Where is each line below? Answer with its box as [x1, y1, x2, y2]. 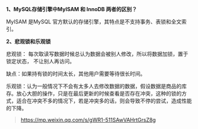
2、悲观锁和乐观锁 [6, 38, 51, 45]
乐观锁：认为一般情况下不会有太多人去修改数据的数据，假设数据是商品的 [6, 83, 181, 90]
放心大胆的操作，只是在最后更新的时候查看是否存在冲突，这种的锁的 [16, 90, 181, 97]
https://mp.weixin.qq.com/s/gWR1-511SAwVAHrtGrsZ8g [20, 117, 156, 123]
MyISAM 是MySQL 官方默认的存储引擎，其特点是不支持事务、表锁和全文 [6, 18, 181, 25]
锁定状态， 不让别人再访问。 [6, 58, 75, 64]
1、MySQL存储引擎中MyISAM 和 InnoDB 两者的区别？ [6, 6, 137, 12]
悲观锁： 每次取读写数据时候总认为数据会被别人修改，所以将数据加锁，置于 [6, 50, 189, 57]
